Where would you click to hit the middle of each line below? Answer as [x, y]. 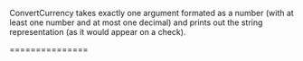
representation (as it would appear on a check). [98, 32]
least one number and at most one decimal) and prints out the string [136, 22]
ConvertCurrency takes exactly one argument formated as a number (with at [151, 13]
